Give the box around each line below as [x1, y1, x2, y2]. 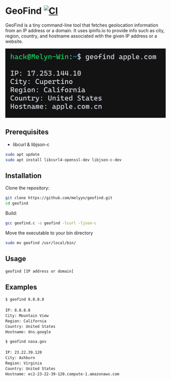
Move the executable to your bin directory [5, 230, 93, 236]
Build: [5, 210, 17, 217]
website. [5, 38, 23, 44]
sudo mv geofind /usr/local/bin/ [5, 240, 76, 245]
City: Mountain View [5, 313, 49, 318]
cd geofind [5, 201, 28, 206]
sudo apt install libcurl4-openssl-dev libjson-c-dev [5, 157, 122, 162]
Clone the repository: [5, 185, 50, 191]
